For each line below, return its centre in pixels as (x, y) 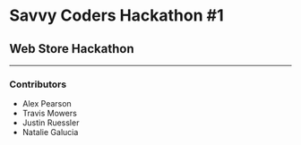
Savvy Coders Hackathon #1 (116, 16)
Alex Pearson (47, 104)
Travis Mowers (50, 114)
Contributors (38, 84)
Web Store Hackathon (72, 49)
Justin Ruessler (51, 123)
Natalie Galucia (50, 132)
